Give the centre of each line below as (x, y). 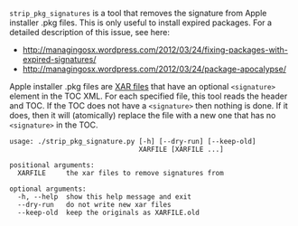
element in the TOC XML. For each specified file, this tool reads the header (149, 96)
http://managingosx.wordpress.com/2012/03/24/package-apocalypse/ (154, 69)
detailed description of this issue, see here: (89, 32)
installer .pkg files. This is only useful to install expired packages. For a (141, 23)
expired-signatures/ (59, 59)
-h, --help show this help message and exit (105, 197)
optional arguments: (48, 189)
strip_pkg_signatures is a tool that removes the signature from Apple (138, 13)
